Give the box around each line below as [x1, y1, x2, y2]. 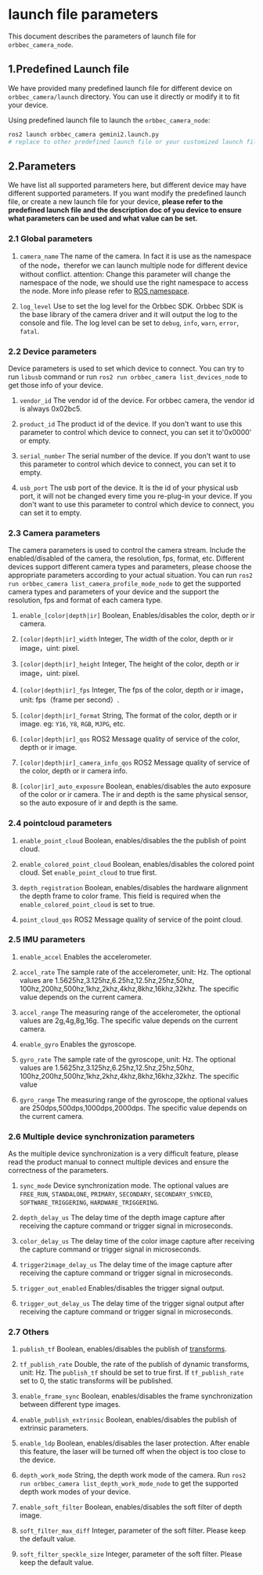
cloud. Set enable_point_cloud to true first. [19, 868, 157, 877]
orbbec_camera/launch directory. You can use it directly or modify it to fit [8, 92, 240, 101]
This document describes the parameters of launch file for [8, 31, 196, 41]
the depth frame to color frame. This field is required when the [19, 891, 222, 901]
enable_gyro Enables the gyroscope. [19, 1039, 137, 1049]
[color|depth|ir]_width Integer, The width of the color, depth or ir [19, 634, 234, 644]
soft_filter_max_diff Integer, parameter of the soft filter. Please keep [19, 1526, 247, 1536]
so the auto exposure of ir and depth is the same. [19, 798, 178, 808]
